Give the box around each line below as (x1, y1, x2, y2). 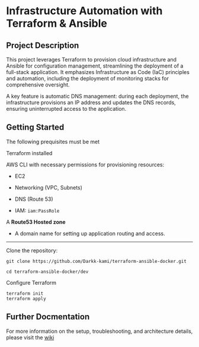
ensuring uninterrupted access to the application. (6, 105, 127, 112)
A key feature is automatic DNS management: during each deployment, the (6, 93, 189, 99)
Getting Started (6, 123, 65, 133)
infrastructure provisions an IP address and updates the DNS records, (6, 99, 176, 106)
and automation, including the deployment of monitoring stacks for (6, 75, 169, 82)
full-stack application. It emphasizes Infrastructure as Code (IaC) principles (6, 69, 190, 75)
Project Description (6, 40, 79, 50)
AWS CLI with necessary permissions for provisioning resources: (6, 161, 165, 168)
